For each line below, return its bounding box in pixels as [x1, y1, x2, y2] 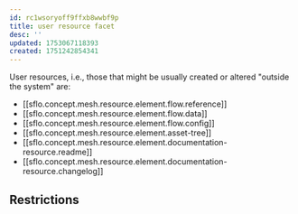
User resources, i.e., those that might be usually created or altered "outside [9, 71, 290, 82]
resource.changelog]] [22, 166, 104, 177]
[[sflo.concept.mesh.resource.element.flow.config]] [22, 118, 215, 129]
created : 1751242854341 [9, 47, 99, 56]
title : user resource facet [9, 22, 116, 31]
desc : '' [9, 30, 42, 39]
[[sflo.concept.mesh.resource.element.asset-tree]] [22, 127, 212, 138]
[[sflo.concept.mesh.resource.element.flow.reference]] [22, 98, 228, 109]
